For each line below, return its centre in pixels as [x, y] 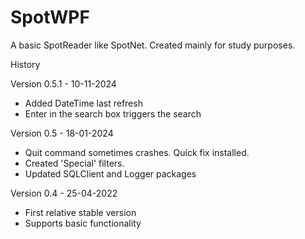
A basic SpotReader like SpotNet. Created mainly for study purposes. [153, 45]
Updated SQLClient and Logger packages [110, 173]
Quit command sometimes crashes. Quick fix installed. [137, 152]
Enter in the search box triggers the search [113, 113]
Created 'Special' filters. [74, 163]
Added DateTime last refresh [83, 103]
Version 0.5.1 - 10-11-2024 [63, 83]
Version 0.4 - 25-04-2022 [64, 193]
